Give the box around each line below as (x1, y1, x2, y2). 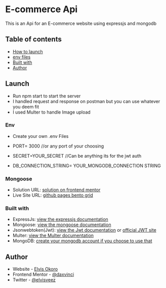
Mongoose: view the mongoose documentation (12, 222, 111, 228)
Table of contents (5, 35, 62, 44)
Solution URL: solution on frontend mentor (12, 187, 101, 193)
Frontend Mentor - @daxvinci (12, 271, 74, 277)
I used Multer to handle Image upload (12, 109, 91, 115)
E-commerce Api (5, 4, 78, 15)
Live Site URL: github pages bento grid (12, 192, 94, 198)
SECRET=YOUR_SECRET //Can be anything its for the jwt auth (12, 153, 142, 159)
